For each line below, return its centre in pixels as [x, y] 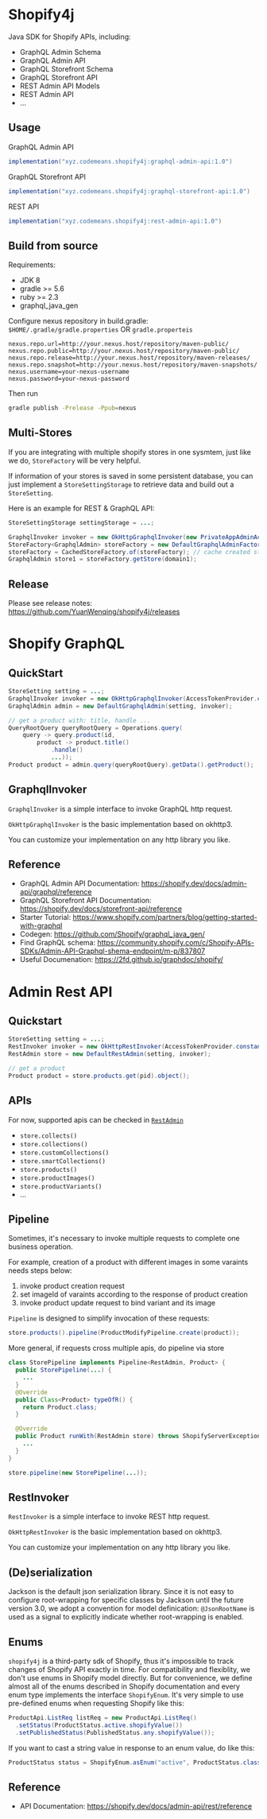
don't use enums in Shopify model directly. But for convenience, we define [130, 1678]
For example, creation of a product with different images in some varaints [128, 1262]
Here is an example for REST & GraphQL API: [81, 508]
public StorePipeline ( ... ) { [64, 1370]
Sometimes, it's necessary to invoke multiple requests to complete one [124, 1239]
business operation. [41, 1247]
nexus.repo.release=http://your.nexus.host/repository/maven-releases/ [129, 358]
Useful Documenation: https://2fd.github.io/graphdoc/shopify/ [122, 960]
